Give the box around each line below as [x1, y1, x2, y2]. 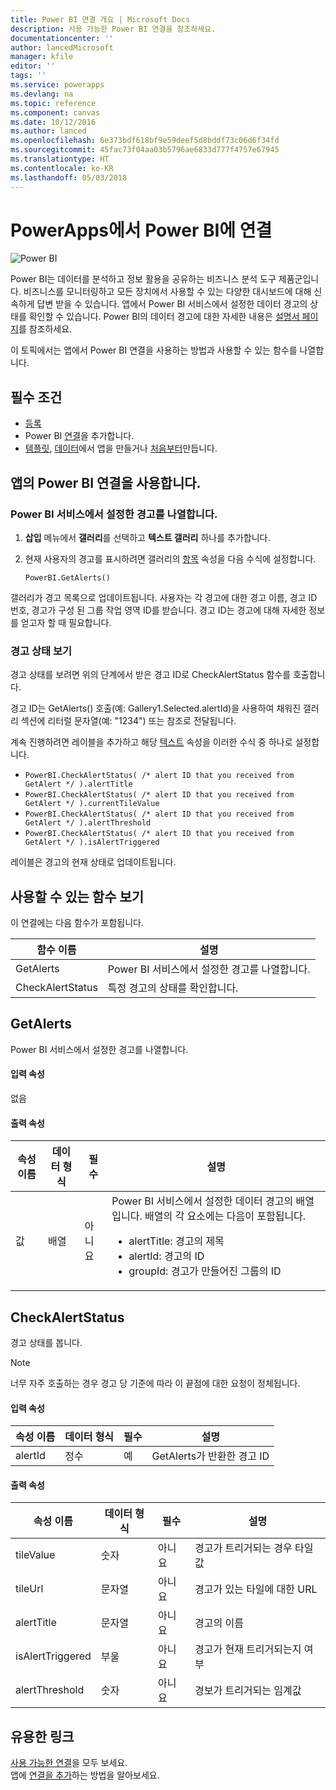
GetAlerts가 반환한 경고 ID [151, 1449, 270, 1463]
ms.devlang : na [10, 89, 74, 99]
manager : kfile [10, 52, 74, 62]
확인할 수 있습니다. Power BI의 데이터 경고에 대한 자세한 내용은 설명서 [28, 311, 300, 323]
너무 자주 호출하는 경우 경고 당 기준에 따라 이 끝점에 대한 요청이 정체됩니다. [10, 1377, 301, 1390]
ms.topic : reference [10, 98, 97, 108]
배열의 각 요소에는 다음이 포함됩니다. [144, 1209, 307, 1223]
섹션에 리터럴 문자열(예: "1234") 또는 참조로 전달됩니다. [20, 715, 237, 727]
